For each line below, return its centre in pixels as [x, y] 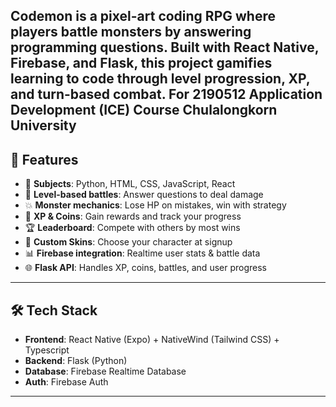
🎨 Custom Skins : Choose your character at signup [128, 242]
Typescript [47, 350]
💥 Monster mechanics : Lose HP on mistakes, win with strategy [155, 205]
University [43, 125]
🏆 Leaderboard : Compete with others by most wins [132, 228]
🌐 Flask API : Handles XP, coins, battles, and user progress [145, 268]
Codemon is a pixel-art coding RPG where [143, 16]
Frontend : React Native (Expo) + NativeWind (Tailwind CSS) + [152, 340]
